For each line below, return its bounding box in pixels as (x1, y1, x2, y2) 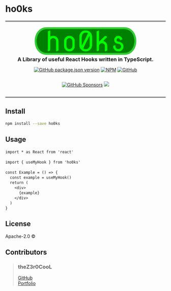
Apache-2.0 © (5, 233, 36, 239)
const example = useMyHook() (10, 175, 72, 180)
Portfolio (17, 280, 36, 286)
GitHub (17, 275, 33, 281)
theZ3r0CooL (17, 263, 52, 271)
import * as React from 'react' (5, 149, 74, 154)
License (5, 219, 31, 228)
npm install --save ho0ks (5, 121, 60, 126)
